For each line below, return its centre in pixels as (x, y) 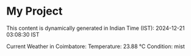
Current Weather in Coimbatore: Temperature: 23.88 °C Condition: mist (95, 46)
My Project (34, 11)
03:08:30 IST (23, 34)
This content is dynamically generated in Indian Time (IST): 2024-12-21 (95, 28)
